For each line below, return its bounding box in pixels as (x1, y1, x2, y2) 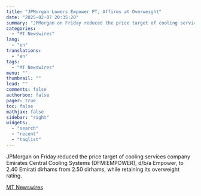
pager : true (6, 97, 36, 103)
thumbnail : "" (6, 75, 42, 81)
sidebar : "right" (6, 114, 50, 120)
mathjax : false (6, 109, 44, 115)
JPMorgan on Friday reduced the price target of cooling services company (6, 153, 190, 160)
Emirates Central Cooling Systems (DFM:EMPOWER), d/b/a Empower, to (6, 159, 184, 166)
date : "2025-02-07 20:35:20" (6, 14, 79, 20)
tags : (6, 59, 20, 65)
